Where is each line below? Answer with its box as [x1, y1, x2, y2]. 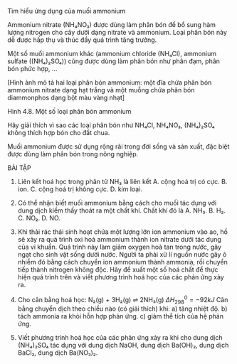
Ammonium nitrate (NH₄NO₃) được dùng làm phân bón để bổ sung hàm [7, 21, 216, 28]
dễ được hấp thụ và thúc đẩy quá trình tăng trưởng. [7, 36, 157, 44]
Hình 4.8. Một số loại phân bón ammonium [7, 107, 132, 115]
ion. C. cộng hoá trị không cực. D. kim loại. [17, 185, 142, 193]
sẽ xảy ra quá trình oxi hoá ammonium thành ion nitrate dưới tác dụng [17, 235, 222, 243]
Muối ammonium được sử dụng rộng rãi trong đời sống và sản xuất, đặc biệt [7, 142, 230, 151]
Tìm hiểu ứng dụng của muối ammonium [7, 7, 126, 15]
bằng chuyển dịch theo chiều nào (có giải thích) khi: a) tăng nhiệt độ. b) [17, 304, 228, 313]
